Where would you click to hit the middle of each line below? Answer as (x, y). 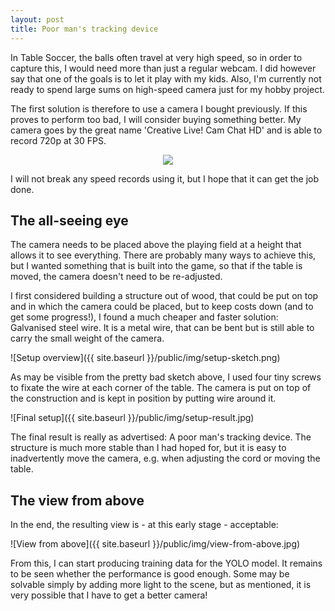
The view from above (77, 500)
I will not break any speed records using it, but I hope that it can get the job (165, 178)
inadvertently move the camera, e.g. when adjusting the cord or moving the (165, 458)
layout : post (37, 19)
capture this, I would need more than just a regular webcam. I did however (163, 68)
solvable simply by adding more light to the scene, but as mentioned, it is (161, 585)
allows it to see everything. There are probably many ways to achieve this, (163, 255)
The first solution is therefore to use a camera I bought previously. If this (159, 108)
